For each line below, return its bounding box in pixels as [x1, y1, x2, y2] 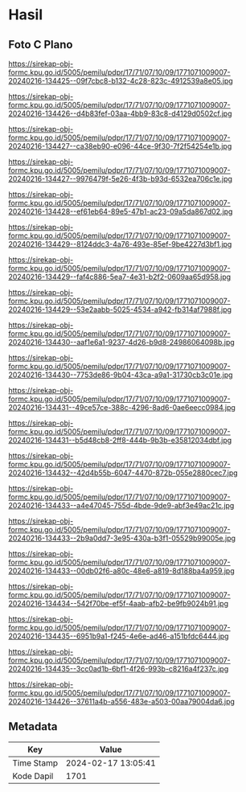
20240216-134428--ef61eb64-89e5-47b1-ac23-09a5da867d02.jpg [8, 207, 233, 216]
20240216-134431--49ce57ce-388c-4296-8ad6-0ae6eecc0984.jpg [8, 403, 236, 412]
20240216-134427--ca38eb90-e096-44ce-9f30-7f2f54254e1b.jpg [8, 142, 232, 150]
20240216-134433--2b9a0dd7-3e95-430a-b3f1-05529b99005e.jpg [8, 533, 236, 543]
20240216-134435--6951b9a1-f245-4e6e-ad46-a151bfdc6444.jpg [8, 631, 229, 641]
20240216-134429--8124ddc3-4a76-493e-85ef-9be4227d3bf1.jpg [8, 240, 232, 248]
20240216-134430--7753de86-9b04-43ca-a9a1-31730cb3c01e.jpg [8, 370, 233, 380]
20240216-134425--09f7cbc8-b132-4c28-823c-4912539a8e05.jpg [8, 76, 233, 85]
